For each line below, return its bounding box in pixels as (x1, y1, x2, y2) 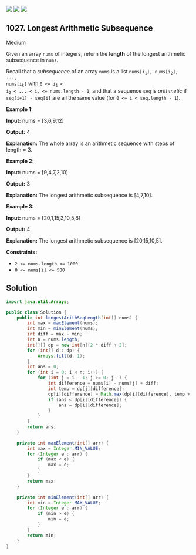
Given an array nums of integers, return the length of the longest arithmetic (6, 50, 186, 57)
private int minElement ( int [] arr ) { (16, 494, 109, 500)
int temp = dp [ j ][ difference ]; (48, 385, 125, 392)
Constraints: (6, 248, 38, 255)
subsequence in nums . (6, 56, 59, 63)
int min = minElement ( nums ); (27, 326, 99, 332)
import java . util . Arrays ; (6, 298, 69, 305)
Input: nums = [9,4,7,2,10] (6, 169, 69, 176)
